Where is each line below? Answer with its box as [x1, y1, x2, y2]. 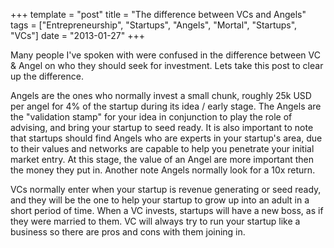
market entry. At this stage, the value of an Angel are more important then [10, 154, 314, 165]
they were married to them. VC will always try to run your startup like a [10, 215, 301, 227]
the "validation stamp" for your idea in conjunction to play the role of [10, 111, 293, 123]
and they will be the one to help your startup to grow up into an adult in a [10, 194, 310, 206]
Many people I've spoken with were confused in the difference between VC [10, 49, 321, 61]
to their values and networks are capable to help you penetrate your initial [10, 143, 315, 154]
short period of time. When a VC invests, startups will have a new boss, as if [10, 205, 324, 216]
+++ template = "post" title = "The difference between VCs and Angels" [10, 9, 307, 20]
